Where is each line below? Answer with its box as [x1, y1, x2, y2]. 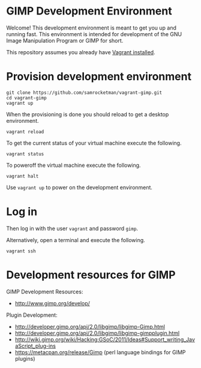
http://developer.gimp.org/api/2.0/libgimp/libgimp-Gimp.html [14, 323, 166, 330]
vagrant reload [6, 128, 44, 135]
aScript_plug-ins [14, 342, 56, 349]
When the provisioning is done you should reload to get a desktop [6, 110, 169, 118]
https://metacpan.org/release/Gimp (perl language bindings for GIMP [14, 348, 186, 356]
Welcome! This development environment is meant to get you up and [6, 24, 177, 31]
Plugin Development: [6, 311, 58, 319]
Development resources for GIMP [6, 268, 176, 281]
